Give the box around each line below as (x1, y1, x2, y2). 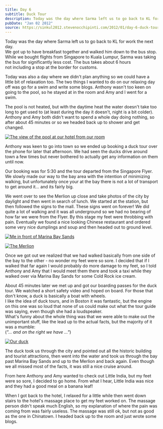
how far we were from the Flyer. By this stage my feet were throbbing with (5, 214, 153, 220)
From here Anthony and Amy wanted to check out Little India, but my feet (5, 373, 151, 379)
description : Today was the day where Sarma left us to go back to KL (5, 16, 151, 21)
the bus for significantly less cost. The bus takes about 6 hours (5, 59, 131, 65)
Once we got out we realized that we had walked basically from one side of (5, 252, 156, 258)
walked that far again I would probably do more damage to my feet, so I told (5, 263, 157, 269)
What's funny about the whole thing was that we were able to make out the (5, 314, 155, 320)
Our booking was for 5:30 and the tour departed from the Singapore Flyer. (5, 168, 153, 174)
